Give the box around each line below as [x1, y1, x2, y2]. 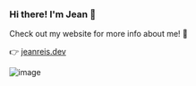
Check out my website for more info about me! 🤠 [9, 29, 188, 39]
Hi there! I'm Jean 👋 [9, 8, 97, 21]
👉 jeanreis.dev [9, 47, 67, 57]
